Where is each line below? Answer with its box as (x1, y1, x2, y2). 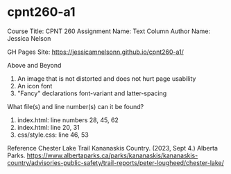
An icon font (17, 81, 53, 90)
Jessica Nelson (7, 34, 51, 42)
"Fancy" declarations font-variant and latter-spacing (17, 89, 167, 97)
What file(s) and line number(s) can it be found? (7, 102, 144, 110)
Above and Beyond (7, 61, 62, 69)
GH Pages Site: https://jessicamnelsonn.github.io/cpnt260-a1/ (7, 48, 184, 56)
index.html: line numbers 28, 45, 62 (17, 115, 119, 124)
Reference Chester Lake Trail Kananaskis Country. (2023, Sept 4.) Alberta (7, 144, 219, 152)
